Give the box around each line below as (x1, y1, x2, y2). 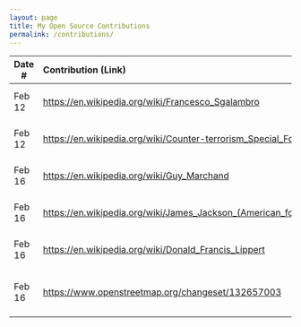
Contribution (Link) (43, 64, 126, 76)
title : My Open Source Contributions (9, 22, 150, 30)
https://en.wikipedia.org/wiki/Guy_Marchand (43, 169, 230, 182)
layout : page (9, 13, 58, 22)
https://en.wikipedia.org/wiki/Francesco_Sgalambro (43, 96, 260, 108)
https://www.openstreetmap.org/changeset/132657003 (43, 286, 282, 298)
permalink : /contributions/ (9, 30, 115, 39)
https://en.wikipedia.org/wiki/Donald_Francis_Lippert (43, 244, 266, 256)
